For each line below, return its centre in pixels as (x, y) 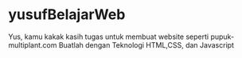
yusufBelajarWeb (67, 15)
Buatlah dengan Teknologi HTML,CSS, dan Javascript (146, 44)
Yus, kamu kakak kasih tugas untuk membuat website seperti (109, 37)
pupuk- (222, 37)
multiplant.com (33, 44)
